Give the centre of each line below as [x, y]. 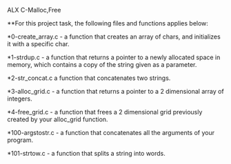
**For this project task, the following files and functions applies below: [108, 23]
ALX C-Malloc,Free [34, 10]
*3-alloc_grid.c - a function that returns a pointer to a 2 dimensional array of [115, 91]
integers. [20, 99]
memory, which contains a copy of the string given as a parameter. [102, 64]
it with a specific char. [38, 44]
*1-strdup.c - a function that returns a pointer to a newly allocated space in [114, 57]
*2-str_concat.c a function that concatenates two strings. [89, 78]
